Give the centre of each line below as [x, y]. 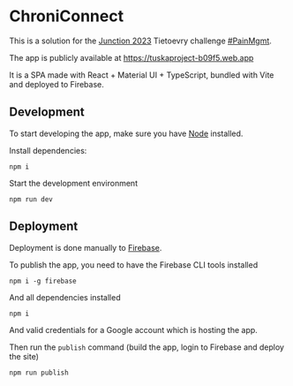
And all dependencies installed [65, 297]
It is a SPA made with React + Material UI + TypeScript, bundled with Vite [142, 75]
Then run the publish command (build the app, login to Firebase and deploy [147, 347]
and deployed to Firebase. [56, 84]
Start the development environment [74, 183]
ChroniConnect [67, 16]
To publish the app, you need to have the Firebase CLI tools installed [134, 265]
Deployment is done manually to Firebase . [86, 247]
